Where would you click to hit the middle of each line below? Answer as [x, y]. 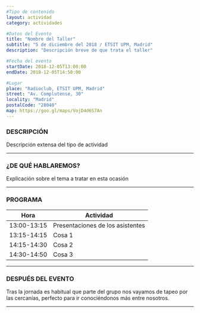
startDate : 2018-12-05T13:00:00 [46, 66]
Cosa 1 [63, 235]
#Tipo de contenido [30, 12]
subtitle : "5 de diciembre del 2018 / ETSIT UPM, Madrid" [79, 45]
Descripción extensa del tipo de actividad [57, 145]
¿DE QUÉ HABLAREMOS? [43, 165]
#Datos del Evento [29, 33]
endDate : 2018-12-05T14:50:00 [44, 72]
